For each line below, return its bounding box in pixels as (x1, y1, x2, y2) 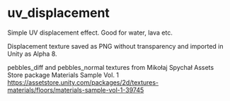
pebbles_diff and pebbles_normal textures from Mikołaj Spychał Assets (7, 63, 214, 71)
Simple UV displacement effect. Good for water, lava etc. (7, 28, 173, 37)
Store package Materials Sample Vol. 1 (7, 71, 119, 79)
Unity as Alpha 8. (7, 49, 58, 58)
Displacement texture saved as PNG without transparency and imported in (7, 42, 224, 50)
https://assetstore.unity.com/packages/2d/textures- (7, 78, 159, 86)
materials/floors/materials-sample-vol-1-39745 (7, 85, 144, 94)
